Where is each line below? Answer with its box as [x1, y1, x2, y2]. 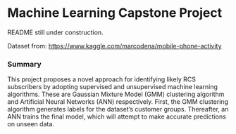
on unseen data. [7, 120, 55, 128]
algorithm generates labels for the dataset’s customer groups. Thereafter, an [7, 105, 229, 114]
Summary [7, 59, 42, 69]
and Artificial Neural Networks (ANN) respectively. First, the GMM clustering [7, 98, 229, 106]
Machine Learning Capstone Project [7, 5, 223, 21]
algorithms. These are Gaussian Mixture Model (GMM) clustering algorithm [7, 90, 225, 99]
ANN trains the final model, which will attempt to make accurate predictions [7, 112, 227, 121]
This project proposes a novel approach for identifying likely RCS [7, 75, 196, 83]
